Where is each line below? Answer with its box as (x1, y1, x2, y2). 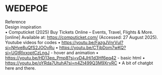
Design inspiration (5, 24, 41, 30)
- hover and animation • (50, 49, 99, 56)
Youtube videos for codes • (5, 39, 61, 45)
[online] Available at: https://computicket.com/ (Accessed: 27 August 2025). (5, 34, 158, 40)
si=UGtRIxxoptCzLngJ (5, 49, 50, 56)
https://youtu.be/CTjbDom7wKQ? (59, 45, 126, 50)
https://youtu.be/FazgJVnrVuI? (61, 39, 123, 45)
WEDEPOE (5, 3, 48, 14)
